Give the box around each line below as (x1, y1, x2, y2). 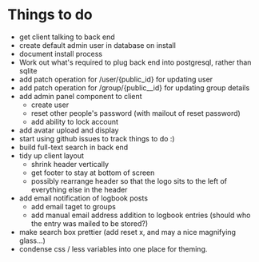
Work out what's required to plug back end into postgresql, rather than (18, 58, 252, 67)
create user (30, 100, 70, 109)
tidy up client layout (18, 150, 85, 161)
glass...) (18, 236, 46, 245)
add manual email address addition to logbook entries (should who (30, 210, 251, 220)
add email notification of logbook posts (18, 193, 149, 203)
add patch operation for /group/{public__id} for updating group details (18, 82, 250, 93)
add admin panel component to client (18, 91, 142, 101)
